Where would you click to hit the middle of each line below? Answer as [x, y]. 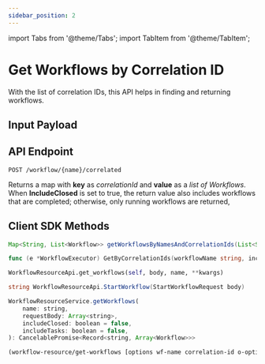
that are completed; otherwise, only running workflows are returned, [119, 201]
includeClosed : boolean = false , [77, 323]
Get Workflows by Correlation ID [116, 70]
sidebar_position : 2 [42, 15]
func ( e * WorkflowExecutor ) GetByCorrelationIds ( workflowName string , [127, 259]
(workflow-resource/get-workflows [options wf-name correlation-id [121, 352]
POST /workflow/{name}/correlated [65, 170]
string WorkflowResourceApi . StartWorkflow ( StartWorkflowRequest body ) [127, 287]
